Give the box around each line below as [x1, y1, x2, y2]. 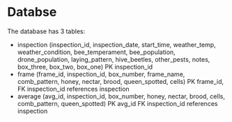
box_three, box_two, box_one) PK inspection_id [17, 62, 153, 71]
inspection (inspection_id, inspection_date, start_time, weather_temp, [17, 40, 216, 49]
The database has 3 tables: [7, 27, 86, 35]
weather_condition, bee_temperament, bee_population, [17, 48, 176, 56]
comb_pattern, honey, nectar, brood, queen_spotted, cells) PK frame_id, [17, 77, 224, 85]
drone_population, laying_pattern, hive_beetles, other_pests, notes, [17, 55, 210, 63]
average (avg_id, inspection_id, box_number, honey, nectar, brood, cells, [17, 91, 225, 101]
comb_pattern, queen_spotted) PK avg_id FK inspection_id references [17, 99, 218, 107]
